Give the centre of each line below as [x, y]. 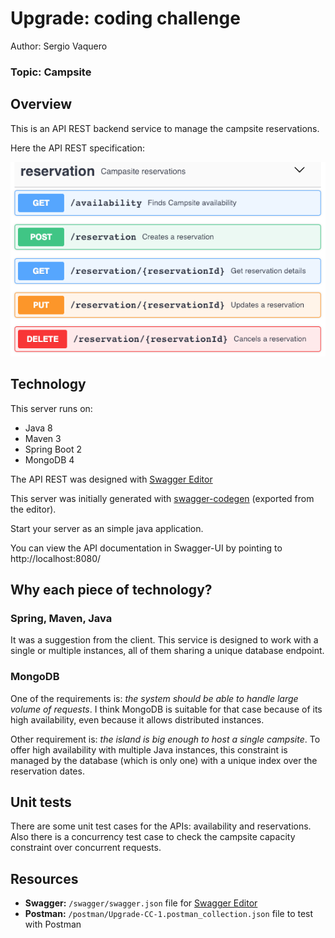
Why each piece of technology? [111, 589]
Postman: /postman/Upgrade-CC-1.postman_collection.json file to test [169, 914]
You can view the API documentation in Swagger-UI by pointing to [146, 548]
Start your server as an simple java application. [107, 528]
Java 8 [38, 428]
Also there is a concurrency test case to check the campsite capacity [153, 837]
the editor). [33, 509]
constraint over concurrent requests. [86, 848]
